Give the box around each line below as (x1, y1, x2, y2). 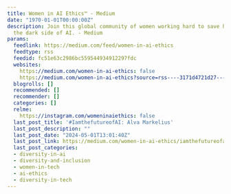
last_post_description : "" (13, 125, 91, 132)
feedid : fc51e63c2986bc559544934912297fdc (13, 55, 137, 62)
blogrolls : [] (13, 80, 54, 87)
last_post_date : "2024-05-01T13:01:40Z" (13, 131, 131, 138)
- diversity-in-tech (13, 176, 72, 183)
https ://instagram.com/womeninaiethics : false (19, 112, 155, 119)
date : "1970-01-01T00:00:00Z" (7, 17, 94, 23)
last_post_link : (13, 138, 60, 145)
